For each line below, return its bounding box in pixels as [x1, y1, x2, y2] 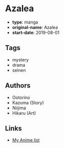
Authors [5, 81, 31, 90]
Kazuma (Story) [12, 99, 44, 105]
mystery [12, 57, 29, 63]
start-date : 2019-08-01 [12, 29, 60, 35]
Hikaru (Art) [12, 110, 36, 116]
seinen [12, 67, 26, 73]
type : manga [12, 19, 38, 25]
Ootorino [12, 94, 30, 100]
